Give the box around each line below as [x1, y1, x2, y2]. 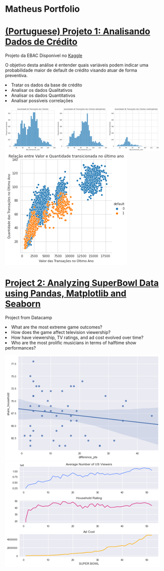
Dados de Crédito [5, 36, 78, 48]
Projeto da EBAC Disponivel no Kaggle [5, 53, 82, 58]
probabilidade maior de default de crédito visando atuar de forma [5, 67, 137, 73]
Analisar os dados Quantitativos [11, 92, 76, 99]
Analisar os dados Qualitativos [11, 87, 73, 93]
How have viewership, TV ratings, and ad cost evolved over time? [11, 334, 144, 340]
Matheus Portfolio [5, 3, 80, 15]
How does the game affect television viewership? [11, 329, 111, 335]
